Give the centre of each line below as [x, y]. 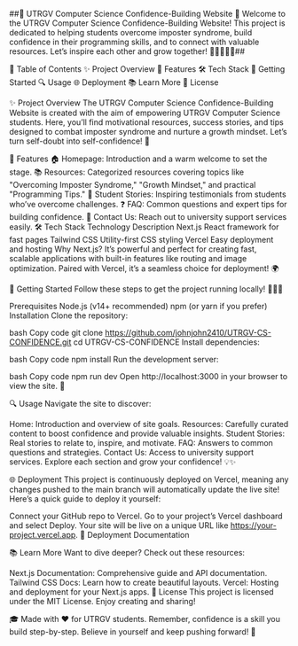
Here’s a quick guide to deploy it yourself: [85, 499]
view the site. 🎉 [37, 386]
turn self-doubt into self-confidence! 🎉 [80, 141]
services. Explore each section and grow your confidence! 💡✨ [123, 462]
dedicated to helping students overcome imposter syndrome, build [131, 32]
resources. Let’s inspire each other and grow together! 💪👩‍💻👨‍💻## [127, 51]
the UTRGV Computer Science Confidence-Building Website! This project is [147, 23]
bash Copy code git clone [56, 333]
